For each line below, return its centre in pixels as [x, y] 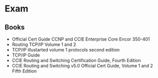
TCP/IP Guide [26, 55]
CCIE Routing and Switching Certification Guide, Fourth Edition [76, 60]
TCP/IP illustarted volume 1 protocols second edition [66, 50]
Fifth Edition [24, 71]
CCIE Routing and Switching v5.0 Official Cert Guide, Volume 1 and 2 [82, 66]
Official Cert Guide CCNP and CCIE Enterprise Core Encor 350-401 [81, 39]
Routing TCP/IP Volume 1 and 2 [44, 44]
